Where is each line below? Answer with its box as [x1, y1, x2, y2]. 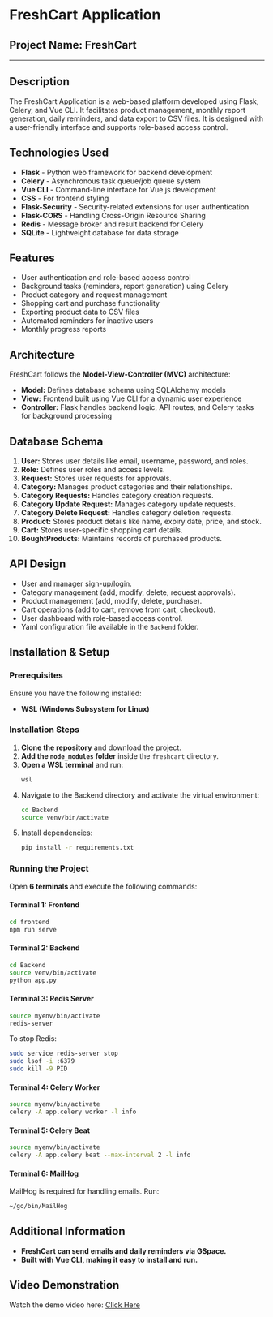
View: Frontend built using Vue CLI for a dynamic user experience [20, 394, 242, 403]
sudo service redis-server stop [9, 1049, 118, 1058]
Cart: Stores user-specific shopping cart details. [20, 525, 183, 535]
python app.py [9, 976, 58, 984]
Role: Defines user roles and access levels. [20, 465, 165, 475]
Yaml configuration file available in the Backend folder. [20, 622, 199, 631]
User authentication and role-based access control [20, 273, 191, 282]
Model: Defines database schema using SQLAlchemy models [20, 385, 226, 395]
